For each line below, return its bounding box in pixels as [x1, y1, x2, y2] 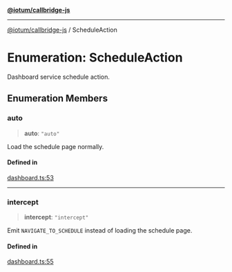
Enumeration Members [7, 93, 108, 104]
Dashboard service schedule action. [7, 72, 110, 81]
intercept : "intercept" [23, 213, 89, 222]
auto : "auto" [23, 129, 60, 137]
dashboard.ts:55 [7, 258, 54, 266]
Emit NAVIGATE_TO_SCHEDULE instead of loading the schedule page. [7, 226, 193, 235]
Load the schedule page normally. [7, 142, 104, 150]
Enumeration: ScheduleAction [7, 50, 183, 66]
